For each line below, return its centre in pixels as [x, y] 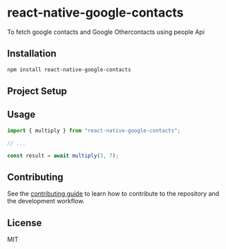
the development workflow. [46, 201]
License [25, 223]
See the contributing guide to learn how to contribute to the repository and [113, 194]
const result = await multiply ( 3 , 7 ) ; [63, 156]
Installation [32, 54]
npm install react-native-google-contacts [69, 70]
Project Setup [37, 91]
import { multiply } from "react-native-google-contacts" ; [94, 130]
